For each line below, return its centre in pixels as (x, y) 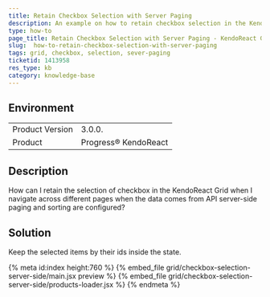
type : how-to (30, 31)
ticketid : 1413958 (39, 61)
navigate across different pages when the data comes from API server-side (133, 199)
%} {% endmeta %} (148, 285)
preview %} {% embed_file (122, 276)
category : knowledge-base (51, 75)
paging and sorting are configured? (67, 207)
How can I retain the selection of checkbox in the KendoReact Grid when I (131, 190)
